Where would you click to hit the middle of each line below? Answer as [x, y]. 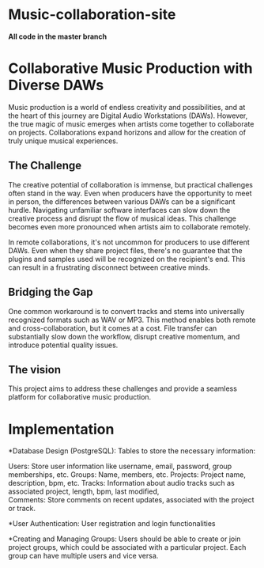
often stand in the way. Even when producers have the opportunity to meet [130, 193]
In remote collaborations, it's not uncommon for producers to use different [129, 242]
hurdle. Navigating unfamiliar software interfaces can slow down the [119, 210]
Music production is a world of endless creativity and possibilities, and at [127, 107]
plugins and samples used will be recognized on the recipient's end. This [127, 259]
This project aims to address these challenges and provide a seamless [123, 388]
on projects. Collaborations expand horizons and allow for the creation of [127, 132]
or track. [22, 509]
